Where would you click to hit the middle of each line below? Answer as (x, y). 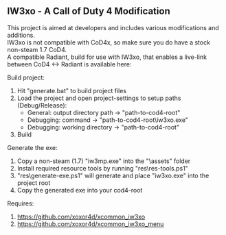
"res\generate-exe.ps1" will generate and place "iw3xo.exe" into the (113, 175)
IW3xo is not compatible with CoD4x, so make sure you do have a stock (109, 42)
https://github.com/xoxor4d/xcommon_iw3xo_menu (90, 224)
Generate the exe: (33, 147)
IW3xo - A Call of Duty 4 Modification (89, 11)
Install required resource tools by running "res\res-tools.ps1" (103, 168)
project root (34, 183)
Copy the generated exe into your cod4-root (80, 190)
